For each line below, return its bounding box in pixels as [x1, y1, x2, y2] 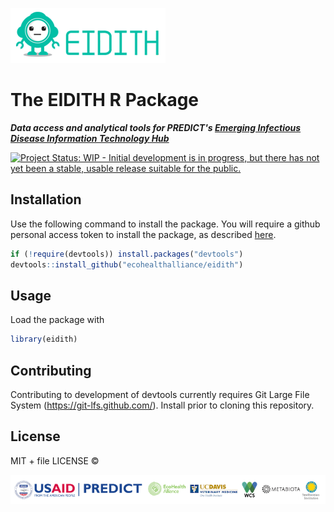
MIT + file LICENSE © [10, 454, 100, 467]
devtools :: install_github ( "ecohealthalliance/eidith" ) [10, 259, 244, 270]
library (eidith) [10, 334, 78, 345]
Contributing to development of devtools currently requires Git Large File [10, 389, 310, 400]
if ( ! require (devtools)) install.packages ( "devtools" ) [10, 249, 244, 259]
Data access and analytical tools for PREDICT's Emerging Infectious [10, 121, 302, 133]
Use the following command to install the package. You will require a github [10, 218, 321, 230]
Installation [10, 191, 82, 208]
